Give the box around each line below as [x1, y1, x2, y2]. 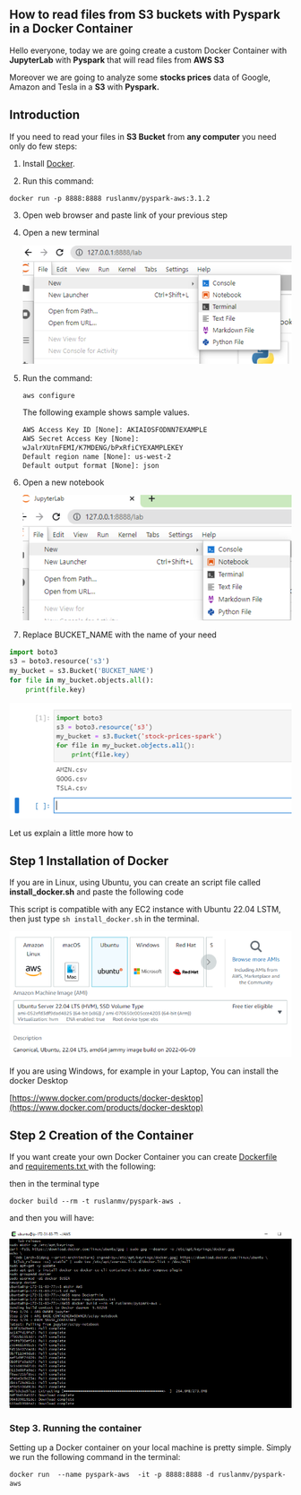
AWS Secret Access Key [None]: [21, 434, 140, 443]
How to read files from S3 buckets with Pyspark [9, 7, 280, 22]
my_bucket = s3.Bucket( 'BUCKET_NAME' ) [9, 667, 154, 676]
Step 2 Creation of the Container [9, 1128, 194, 1144]
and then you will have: [9, 1213, 95, 1223]
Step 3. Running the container [9, 1422, 142, 1434]
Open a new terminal [21, 227, 100, 238]
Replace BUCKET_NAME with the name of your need [21, 629, 217, 640]
